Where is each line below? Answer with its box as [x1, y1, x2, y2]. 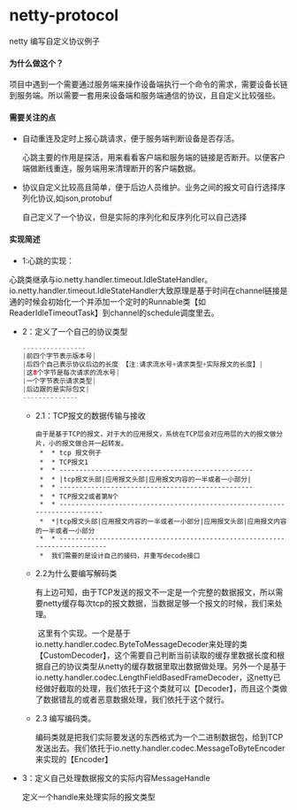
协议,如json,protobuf [37, 193, 113, 204]
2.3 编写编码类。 [34, 713, 96, 723]
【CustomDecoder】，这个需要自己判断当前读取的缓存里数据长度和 [34, 650, 278, 660]
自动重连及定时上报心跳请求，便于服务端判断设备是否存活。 [21, 134, 240, 144]
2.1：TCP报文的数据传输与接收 [34, 410, 146, 420]
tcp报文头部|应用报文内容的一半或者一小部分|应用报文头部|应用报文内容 [58, 517, 287, 526]
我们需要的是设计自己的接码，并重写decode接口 [51, 551, 201, 560]
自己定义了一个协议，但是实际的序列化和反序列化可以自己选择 [21, 212, 247, 222]
